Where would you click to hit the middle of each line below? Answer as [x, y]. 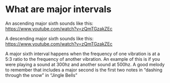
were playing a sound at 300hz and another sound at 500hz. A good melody [85, 64]
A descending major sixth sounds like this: [49, 38]
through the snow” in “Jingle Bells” [41, 75]
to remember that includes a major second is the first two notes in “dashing [84, 70]
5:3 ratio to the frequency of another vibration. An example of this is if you [83, 59]
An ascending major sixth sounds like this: [49, 23]
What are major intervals [58, 9]
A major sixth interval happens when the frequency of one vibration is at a [83, 54]
